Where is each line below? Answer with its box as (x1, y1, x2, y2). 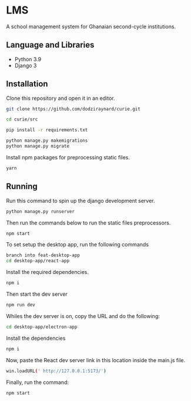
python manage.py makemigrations (6, 138, 88, 144)
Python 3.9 (14, 55, 42, 62)
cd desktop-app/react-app (6, 258, 69, 264)
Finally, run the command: (6, 379, 69, 386)
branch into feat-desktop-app (6, 252, 81, 259)
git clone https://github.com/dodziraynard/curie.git (6, 106, 141, 112)
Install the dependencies (6, 335, 66, 342)
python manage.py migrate (6, 143, 69, 149)
